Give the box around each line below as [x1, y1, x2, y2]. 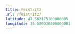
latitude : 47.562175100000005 [5, 16, 69, 21]
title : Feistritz [5, 7, 42, 12]
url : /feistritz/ [5, 12, 42, 17]
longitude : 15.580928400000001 [5, 21, 71, 26]
